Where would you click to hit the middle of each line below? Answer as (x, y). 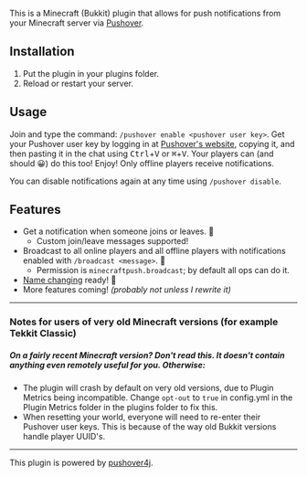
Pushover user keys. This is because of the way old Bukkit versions (149, 427)
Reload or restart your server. (78, 83)
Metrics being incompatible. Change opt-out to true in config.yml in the (158, 397)
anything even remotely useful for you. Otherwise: (107, 365)
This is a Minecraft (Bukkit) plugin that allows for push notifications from (145, 13)
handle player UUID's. (64, 437)
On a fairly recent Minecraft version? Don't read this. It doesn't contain (147, 355)
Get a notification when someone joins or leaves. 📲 (118, 231)
